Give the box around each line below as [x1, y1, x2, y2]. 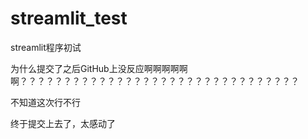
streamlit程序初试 [10, 41, 82, 53]
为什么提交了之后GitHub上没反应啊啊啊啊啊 [10, 62, 188, 74]
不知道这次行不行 [10, 96, 81, 108]
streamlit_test [10, 7, 128, 30]
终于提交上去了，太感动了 [10, 117, 116, 129]
